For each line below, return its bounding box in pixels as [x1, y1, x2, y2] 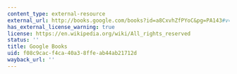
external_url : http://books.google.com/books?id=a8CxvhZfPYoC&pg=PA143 [7, 17, 222, 24]
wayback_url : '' [7, 56, 55, 63]
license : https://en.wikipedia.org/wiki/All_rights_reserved [7, 30, 191, 37]
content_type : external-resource [7, 10, 106, 18]
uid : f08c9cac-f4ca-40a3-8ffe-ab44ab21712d [7, 50, 138, 57]
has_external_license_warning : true [7, 23, 115, 30]
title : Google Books [7, 43, 68, 50]
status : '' [7, 37, 39, 44]
